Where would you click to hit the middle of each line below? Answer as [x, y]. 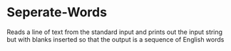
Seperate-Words [57, 12]
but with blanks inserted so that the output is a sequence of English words [115, 39]
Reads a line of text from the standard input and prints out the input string [114, 32]
